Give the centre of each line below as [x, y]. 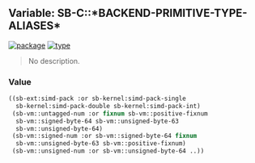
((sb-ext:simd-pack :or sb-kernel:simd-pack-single [97, 99]
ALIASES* [35, 26]
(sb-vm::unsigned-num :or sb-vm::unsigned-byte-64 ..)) [108, 151]
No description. [54, 61]
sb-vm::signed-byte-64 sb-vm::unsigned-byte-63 [98, 121]
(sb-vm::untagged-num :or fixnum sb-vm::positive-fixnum [110, 113]
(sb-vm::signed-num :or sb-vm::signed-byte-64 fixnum [104, 136]
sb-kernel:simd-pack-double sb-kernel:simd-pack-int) [108, 106]
